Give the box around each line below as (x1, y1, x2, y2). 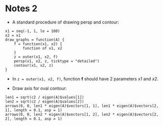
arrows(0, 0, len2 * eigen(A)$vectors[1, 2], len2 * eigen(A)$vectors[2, (5, 112, 159, 117)
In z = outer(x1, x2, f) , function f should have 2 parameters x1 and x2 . (12, 76, 159, 81)
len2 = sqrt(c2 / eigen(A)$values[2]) (5, 99, 84, 104)
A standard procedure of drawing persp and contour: (12, 19, 119, 25)
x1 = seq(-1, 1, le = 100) (5, 28, 60, 33)
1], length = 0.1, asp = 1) (5, 107, 63, 113)
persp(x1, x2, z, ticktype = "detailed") (14, 58, 99, 64)
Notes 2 (5, 3, 38, 14)
